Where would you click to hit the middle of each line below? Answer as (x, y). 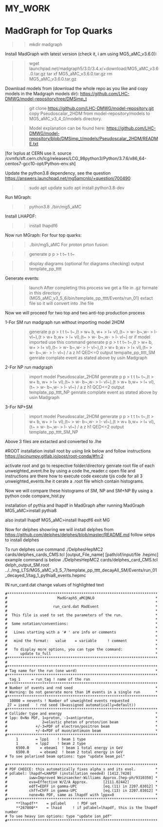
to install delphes (22, 540)
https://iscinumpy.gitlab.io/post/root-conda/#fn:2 (54, 456)
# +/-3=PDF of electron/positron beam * (81, 727)
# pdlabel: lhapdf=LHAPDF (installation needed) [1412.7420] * (81, 774)
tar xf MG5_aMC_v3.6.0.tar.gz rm (80, 74)
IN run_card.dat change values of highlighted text (54, 585)
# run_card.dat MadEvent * (81, 607)
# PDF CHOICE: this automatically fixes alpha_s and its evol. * (81, 769)
